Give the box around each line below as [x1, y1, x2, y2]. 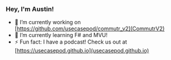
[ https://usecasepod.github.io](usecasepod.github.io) [14, 47, 150, 55]
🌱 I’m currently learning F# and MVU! [14, 32, 108, 39]
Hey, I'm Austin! [5, 5, 54, 13]
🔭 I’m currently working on [14, 19, 81, 26]
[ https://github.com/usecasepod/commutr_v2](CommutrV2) [14, 25, 165, 32]
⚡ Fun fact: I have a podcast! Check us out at [14, 38, 127, 45]
